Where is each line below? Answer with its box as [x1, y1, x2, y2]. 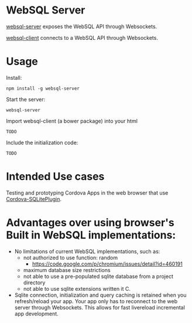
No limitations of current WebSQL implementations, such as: [14, 247, 160, 255]
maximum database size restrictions [23, 266, 111, 273]
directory [23, 279, 46, 286]
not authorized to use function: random [23, 254, 118, 261]
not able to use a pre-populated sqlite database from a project [23, 273, 174, 280]
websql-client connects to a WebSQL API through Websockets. [6, 34, 158, 41]
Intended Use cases [6, 170, 105, 183]
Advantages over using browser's [6, 216, 174, 229]
